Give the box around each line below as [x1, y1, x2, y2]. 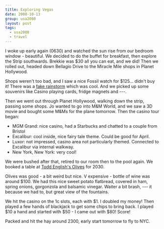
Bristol [12, 128, 25, 134]
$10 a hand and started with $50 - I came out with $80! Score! [5, 208, 131, 214]
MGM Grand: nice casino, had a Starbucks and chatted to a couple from [12, 123, 158, 129]
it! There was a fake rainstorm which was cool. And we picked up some [5, 83, 149, 89]
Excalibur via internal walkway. [12, 144, 74, 150]
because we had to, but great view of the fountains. [5, 189, 109, 195]
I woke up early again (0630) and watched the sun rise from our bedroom [5, 47, 154, 54]
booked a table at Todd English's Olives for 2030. [5, 163, 105, 169]
